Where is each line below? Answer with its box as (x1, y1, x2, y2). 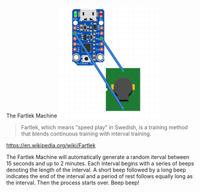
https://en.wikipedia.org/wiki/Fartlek (6, 142, 96, 149)
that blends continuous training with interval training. (20, 130, 152, 137)
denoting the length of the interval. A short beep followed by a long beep (6, 166, 186, 173)
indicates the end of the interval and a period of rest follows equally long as (6, 173, 193, 179)
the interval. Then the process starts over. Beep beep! (6, 179, 140, 186)
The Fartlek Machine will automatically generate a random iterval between (6, 153, 190, 161)
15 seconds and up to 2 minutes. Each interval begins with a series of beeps (6, 160, 195, 167)
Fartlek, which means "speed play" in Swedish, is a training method (20, 124, 188, 131)
